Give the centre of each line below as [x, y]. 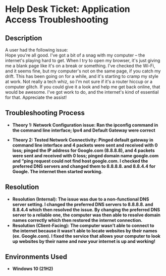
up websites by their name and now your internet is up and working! [84, 241]
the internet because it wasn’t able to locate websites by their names [85, 231]
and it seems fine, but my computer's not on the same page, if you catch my [83, 71]
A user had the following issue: [37, 50]
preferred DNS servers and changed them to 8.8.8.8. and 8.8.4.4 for [84, 166]
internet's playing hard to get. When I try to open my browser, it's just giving [83, 60]
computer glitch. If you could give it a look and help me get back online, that [83, 87]
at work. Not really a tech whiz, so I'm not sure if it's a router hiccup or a [79, 81]
